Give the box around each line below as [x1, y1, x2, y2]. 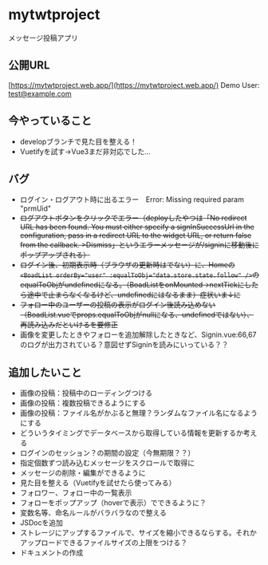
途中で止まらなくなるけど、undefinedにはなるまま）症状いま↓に [26, 290, 241, 300]
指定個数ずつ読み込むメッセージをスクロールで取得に [19, 458, 195, 468]
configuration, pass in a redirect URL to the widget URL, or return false [19, 231, 252, 240]
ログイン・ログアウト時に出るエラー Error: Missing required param [19, 195, 245, 204]
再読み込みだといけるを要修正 [19, 320, 118, 330]
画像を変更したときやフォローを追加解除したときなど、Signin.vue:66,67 [19, 330, 257, 340]
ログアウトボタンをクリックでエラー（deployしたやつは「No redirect [19, 213, 247, 223]
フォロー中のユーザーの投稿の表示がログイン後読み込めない [19, 300, 216, 310]
